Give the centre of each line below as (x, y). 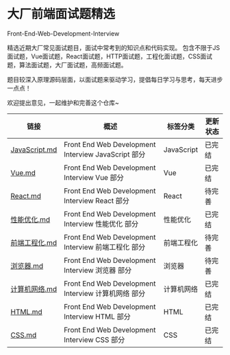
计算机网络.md (34, 289)
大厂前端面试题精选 (61, 14)
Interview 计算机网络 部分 (105, 293)
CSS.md (24, 335)
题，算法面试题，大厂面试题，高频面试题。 (67, 65)
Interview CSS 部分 (94, 339)
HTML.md (26, 312)
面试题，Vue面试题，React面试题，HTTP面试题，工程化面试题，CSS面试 (110, 56)
